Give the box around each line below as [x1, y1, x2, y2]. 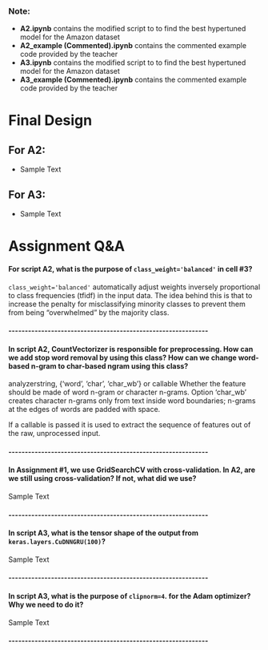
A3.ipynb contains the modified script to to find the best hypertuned [19, 58, 246, 67]
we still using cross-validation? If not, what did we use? [8, 474, 197, 483]
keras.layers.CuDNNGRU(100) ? [8, 537, 106, 547]
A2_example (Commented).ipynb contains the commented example [19, 41, 246, 50]
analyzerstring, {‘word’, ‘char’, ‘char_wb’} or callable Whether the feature [8, 379, 246, 389]
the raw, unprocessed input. [8, 429, 101, 438]
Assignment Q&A [8, 237, 126, 256]
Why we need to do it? [8, 600, 84, 610]
